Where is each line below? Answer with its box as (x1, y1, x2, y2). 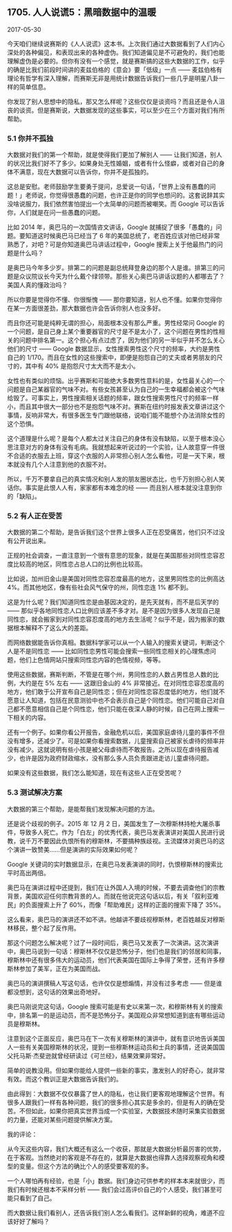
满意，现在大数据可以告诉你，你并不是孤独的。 (19, 168, 153, 176)
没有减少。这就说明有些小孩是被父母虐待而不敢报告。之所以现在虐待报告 (7, 745, 213, 754)
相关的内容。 (12, 714, 50, 722)
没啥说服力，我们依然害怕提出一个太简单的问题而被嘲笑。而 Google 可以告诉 (7, 199, 225, 208)
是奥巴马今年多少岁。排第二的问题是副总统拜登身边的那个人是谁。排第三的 (7, 264, 219, 272)
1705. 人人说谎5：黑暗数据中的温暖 (7, 6, 157, 19)
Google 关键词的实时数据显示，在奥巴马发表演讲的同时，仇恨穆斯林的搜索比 (7, 860, 223, 868)
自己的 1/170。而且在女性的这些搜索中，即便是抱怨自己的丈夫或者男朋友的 (7, 353, 217, 362)
